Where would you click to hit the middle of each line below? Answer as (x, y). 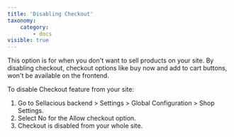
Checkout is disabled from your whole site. (80, 126)
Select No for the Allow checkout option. (77, 119)
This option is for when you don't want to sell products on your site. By (111, 60)
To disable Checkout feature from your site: (71, 89)
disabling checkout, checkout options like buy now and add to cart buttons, (117, 68)
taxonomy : (22, 21)
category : (35, 27)
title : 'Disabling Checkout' (50, 14)
